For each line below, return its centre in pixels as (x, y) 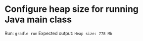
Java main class (38, 20)
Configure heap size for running (72, 9)
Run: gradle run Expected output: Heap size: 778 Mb (58, 33)
